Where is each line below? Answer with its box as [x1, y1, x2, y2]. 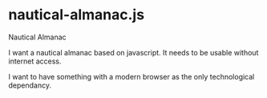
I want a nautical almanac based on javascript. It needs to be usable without [8, 47, 259, 57]
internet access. [8, 56, 62, 66]
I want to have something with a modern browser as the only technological [8, 71, 255, 81]
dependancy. [8, 80, 52, 90]
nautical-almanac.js [8, 6, 145, 24]
